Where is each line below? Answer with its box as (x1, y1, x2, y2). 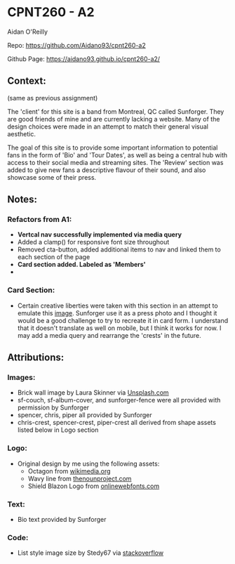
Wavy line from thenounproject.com (27, 474, 132, 483)
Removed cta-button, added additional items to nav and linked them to (17, 245, 221, 254)
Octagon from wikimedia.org (27, 466, 111, 475)
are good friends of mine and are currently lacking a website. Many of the (7, 114, 220, 123)
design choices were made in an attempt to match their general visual (7, 122, 209, 131)
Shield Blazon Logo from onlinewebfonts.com (27, 482, 160, 490)
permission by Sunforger (17, 403, 90, 412)
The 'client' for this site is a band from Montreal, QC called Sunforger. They (7, 107, 224, 116)
